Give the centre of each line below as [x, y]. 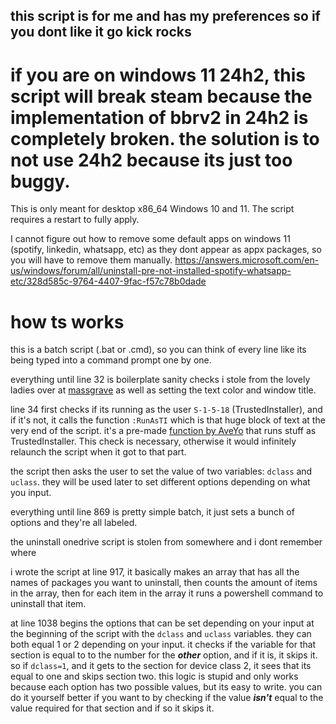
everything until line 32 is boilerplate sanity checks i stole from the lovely [160, 380]
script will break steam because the [161, 96]
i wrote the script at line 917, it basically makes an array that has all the [155, 572]
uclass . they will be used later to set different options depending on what [160, 482]
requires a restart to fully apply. [75, 220]
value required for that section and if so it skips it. [112, 708]
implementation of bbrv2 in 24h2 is [159, 117]
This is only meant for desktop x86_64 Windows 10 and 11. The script [152, 209]
